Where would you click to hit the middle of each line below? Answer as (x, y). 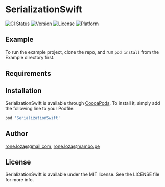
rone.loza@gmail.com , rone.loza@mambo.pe (53, 146)
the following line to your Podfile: (40, 108)
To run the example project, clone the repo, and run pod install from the (82, 52)
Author (17, 134)
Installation (23, 91)
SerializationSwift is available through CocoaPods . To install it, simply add (83, 103)
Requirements (28, 73)
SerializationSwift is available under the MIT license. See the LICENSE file (82, 174)
